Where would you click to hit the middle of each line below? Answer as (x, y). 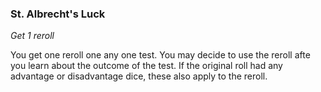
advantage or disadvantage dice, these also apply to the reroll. (139, 76)
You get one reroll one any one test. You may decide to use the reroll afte (160, 55)
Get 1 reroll (32, 36)
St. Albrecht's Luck (58, 14)
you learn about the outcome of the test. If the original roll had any (146, 66)
